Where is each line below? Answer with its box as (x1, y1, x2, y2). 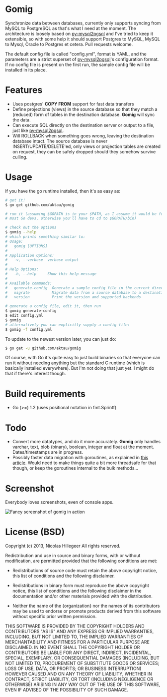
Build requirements (5, 388, 86, 399)
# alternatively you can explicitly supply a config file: (5, 322, 130, 327)
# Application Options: (5, 253, 55, 258)
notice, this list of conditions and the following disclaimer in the (12, 588, 142, 594)
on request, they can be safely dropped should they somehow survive (12, 148, 156, 154)
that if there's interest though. (5, 371, 66, 377)
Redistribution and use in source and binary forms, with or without (5, 553, 141, 559)
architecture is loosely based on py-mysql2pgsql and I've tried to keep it (5, 30, 153, 36)
